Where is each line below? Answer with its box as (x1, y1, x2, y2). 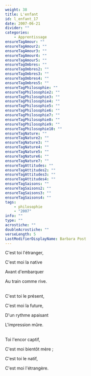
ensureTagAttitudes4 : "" (5, 177, 56, 182)
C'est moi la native (5, 259, 43, 265)
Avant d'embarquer (5, 269, 44, 275)
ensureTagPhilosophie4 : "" (5, 99, 60, 104)
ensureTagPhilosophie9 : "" (5, 122, 60, 127)
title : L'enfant (5, 12, 38, 17)
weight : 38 (5, 7, 27, 12)
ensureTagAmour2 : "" (5, 44, 47, 49)
